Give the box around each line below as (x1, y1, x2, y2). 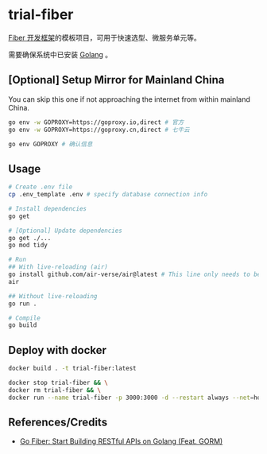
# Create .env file (8, 183, 73, 192)
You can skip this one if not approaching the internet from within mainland (8, 94, 250, 104)
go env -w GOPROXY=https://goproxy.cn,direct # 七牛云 (8, 126, 191, 134)
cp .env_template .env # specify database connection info (8, 191, 208, 199)
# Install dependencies (8, 204, 87, 212)
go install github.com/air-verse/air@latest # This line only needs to (8, 270, 250, 279)
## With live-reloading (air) (8, 263, 109, 271)
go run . (8, 300, 37, 308)
